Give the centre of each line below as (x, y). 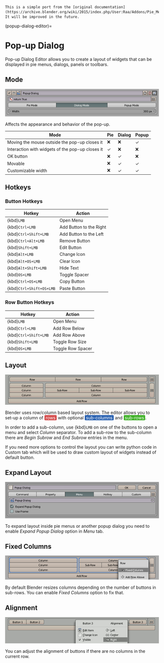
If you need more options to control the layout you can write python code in (81, 447)
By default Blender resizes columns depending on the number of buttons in (81, 587)
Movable (16, 164)
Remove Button (75, 241)
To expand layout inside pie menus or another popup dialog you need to (77, 526)
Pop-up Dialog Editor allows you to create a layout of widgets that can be (79, 59)
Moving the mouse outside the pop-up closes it (55, 142)
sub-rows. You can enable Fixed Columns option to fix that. (65, 593)
